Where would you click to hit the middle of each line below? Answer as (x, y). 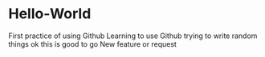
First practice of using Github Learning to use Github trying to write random (133, 36)
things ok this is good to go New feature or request (92, 44)
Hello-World (50, 14)
